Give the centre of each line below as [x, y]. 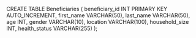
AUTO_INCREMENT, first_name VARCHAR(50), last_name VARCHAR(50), [98, 15]
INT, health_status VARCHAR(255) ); [52, 28]
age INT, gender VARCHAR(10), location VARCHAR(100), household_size [98, 22]
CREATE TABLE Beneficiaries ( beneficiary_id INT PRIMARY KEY [87, 9]
